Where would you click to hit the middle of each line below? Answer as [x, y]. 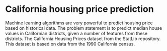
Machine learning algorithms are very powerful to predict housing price [79, 23]
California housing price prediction [80, 9]
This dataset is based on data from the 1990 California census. [70, 44]
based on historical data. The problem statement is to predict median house [84, 28]
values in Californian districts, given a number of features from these [76, 33]
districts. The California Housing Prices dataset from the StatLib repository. [83, 39]
